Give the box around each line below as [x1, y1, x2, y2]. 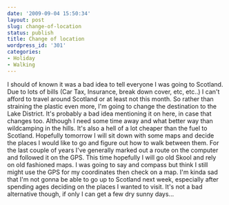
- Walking [7, 61, 36, 68]
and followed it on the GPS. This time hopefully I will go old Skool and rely [7, 153, 217, 162]
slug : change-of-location [7, 23, 81, 30]
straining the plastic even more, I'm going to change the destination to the [7, 102, 217, 110]
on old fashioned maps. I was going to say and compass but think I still [7, 160, 208, 169]
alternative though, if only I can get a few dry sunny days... [7, 190, 175, 198]
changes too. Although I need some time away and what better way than [7, 116, 214, 125]
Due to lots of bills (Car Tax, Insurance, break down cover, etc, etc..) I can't [7, 87, 220, 96]
